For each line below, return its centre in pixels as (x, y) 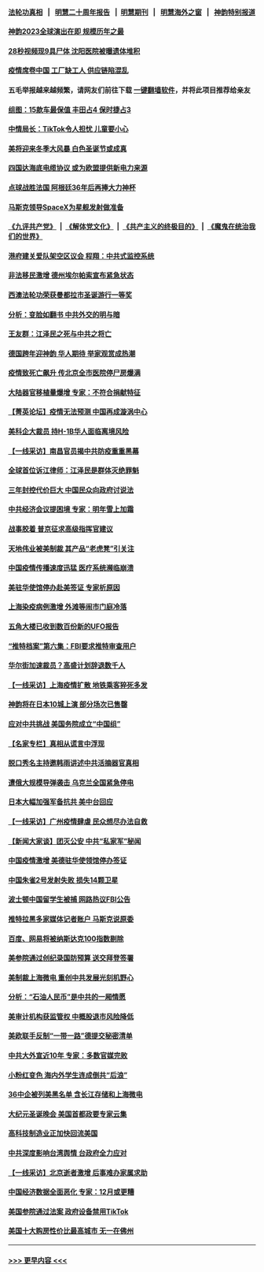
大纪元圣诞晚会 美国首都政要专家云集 (68, 1114)
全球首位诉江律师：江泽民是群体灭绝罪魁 (73, 470)
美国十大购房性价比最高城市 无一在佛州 (71, 1231)
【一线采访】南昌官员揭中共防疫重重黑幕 (73, 451)
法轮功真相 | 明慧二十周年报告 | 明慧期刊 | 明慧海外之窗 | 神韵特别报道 (132, 12)
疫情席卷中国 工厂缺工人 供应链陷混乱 (68, 70)
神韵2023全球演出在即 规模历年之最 (66, 32)
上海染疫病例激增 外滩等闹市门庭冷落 (68, 607)
